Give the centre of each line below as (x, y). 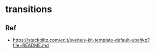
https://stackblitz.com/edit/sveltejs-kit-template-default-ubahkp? (81, 40)
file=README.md (31, 45)
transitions (29, 9)
